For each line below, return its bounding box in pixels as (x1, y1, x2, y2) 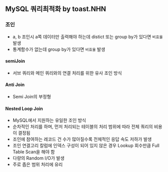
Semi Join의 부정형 (12, 94, 52, 100)
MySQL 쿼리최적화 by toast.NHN (5, 5, 106, 14)
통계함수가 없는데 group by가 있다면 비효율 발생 (12, 46, 105, 52)
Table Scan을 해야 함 (12, 149, 55, 155)
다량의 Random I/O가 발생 (12, 155, 65, 161)
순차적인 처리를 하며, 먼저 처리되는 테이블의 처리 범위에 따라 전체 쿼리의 (12, 124, 153, 130)
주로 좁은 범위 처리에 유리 (12, 161, 63, 167)
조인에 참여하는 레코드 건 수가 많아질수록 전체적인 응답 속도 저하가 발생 (12, 136, 152, 142)
